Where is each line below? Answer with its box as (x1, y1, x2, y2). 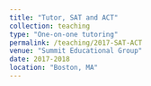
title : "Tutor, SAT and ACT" (9, 13, 119, 22)
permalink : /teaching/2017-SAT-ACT (9, 38, 143, 47)
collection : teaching (9, 21, 91, 30)
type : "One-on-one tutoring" (9, 30, 119, 39)
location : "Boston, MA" (9, 64, 99, 73)
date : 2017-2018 (9, 55, 70, 64)
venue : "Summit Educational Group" (9, 47, 143, 56)
